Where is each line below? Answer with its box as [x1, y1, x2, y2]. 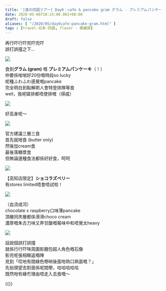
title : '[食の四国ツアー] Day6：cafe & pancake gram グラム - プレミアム [5, 7, 148, 12]
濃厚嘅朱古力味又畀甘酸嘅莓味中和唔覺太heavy [5, 220, 100, 226]
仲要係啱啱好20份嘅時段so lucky [5, 73, 71, 78]
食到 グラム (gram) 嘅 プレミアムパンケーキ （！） [5, 66, 105, 72]
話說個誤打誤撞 [5, 240, 36, 246]
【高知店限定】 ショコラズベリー [5, 175, 70, 181]
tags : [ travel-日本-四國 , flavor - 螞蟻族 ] [5, 26, 93, 31]
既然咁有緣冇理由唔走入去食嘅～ [5, 271, 70, 277]
